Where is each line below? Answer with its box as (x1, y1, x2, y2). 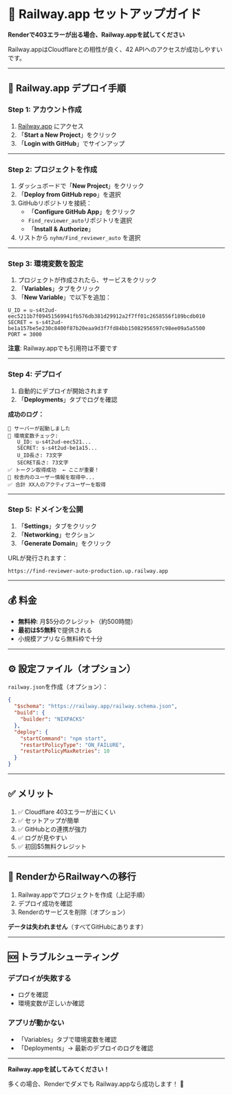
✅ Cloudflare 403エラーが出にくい (17, 808, 116, 816)
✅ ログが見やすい (17, 833, 67, 841)
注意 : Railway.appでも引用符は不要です (8, 344, 118, 352)
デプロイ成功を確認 (17, 899, 73, 907)
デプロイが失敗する (8, 973, 72, 983)
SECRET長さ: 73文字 (17, 459, 69, 466)
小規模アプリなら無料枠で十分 (17, 634, 103, 642)
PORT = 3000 (8, 331, 42, 339)
